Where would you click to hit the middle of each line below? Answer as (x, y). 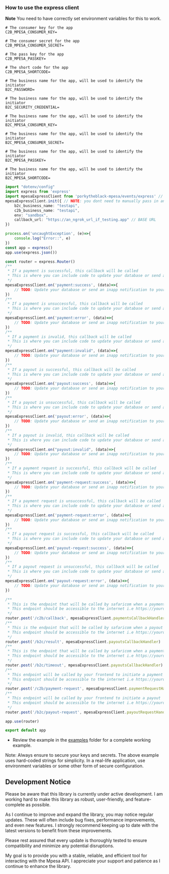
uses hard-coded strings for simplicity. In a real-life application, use (75, 761)
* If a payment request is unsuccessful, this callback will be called (84, 501)
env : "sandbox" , (31, 215)
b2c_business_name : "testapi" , (47, 206)
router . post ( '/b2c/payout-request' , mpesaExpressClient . (66, 712)
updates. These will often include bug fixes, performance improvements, (80, 820)
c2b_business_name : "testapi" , (47, 210)
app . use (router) (22, 721)
